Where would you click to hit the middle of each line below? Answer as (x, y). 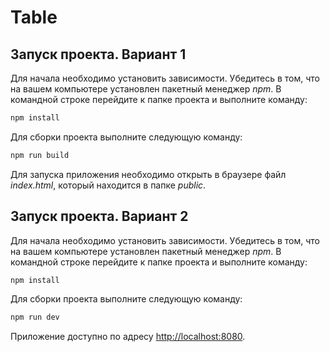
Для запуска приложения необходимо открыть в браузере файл (148, 174)
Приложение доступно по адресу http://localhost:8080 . (128, 337)
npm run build (40, 155)
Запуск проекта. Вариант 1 (98, 54)
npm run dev (35, 317)
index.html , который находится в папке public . (108, 185)
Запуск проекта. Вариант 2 (99, 216)
